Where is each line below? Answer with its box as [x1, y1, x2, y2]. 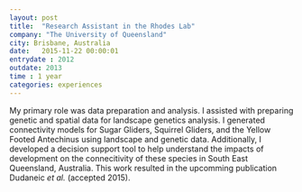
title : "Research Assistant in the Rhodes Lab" [9, 22, 196, 31]
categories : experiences [9, 80, 103, 89]
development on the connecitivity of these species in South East [9, 152, 249, 163]
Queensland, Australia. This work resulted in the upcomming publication [9, 162, 278, 173]
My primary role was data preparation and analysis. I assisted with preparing [9, 105, 294, 115]
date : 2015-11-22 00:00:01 [9, 47, 119, 56]
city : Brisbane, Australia [9, 38, 111, 48]
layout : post [9, 13, 59, 23]
